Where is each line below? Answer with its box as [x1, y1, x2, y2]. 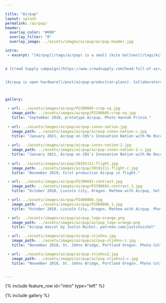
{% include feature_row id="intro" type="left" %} [5, 283, 105, 289]
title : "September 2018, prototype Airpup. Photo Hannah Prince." [11, 115, 152, 120]
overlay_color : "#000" [9, 30, 56, 35]
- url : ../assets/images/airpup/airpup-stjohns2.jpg [7, 252, 119, 257]
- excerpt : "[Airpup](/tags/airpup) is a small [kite [7, 52, 121, 57]
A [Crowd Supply [5, 66, 39, 71]
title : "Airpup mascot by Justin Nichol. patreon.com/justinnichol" [11, 224, 156, 230]
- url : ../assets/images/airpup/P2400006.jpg [7, 197, 103, 202]
